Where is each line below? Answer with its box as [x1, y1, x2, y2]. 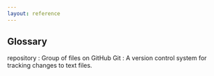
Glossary [7, 36, 47, 48]
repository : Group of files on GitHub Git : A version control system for [7, 54, 207, 62]
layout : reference [7, 10, 60, 17]
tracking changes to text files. [7, 61, 92, 70]
